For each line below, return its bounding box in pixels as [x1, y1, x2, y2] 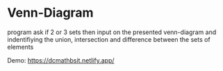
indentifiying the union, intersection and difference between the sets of [7, 35, 210, 43]
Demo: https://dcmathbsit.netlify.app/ [7, 56, 115, 64]
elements [7, 42, 34, 51]
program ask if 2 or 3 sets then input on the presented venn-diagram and [7, 28, 217, 36]
